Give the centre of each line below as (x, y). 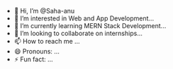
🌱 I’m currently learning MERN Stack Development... (90, 26)
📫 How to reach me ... (47, 41)
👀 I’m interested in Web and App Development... (84, 18)
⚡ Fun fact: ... (33, 59)
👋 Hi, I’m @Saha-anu (44, 11)
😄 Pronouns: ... (37, 51)
